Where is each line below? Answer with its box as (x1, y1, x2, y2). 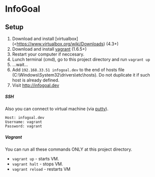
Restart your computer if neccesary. (12, 51, 85, 57)
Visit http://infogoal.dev (12, 82, 59, 88)
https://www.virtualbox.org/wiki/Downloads (17, 41, 104, 47)
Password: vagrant (5, 123, 42, 129)
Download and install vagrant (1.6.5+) (12, 46, 87, 52)
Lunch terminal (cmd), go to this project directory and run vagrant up (12, 57, 151, 62)
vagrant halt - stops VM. (12, 161, 63, 167)
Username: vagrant (5, 119, 42, 124)
